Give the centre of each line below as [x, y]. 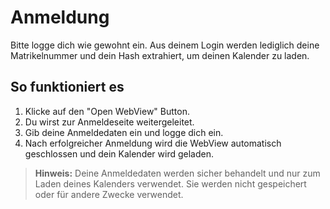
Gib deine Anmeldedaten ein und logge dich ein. [124, 132]
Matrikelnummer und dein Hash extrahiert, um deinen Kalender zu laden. [160, 55]
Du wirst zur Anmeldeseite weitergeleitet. [109, 122]
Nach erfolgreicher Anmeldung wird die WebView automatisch [153, 143]
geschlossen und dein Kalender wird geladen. [119, 153]
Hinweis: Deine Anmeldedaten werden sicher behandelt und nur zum [177, 173]
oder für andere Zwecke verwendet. [109, 194]
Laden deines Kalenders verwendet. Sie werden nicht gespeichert [170, 183]
